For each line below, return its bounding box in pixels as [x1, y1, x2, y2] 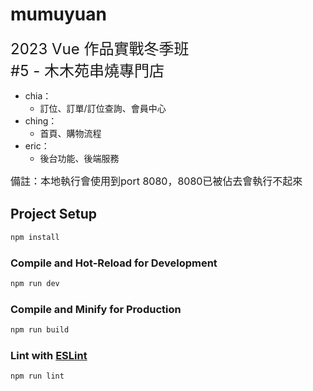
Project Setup [10, 206, 98, 223]
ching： [24, 114, 58, 127]
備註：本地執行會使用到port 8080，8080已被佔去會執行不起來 [10, 174, 303, 188]
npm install [10, 232, 60, 242]
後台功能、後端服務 [39, 152, 120, 164]
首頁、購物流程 [39, 127, 102, 139]
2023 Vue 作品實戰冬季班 [10, 39, 190, 58]
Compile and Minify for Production [10, 302, 182, 316]
